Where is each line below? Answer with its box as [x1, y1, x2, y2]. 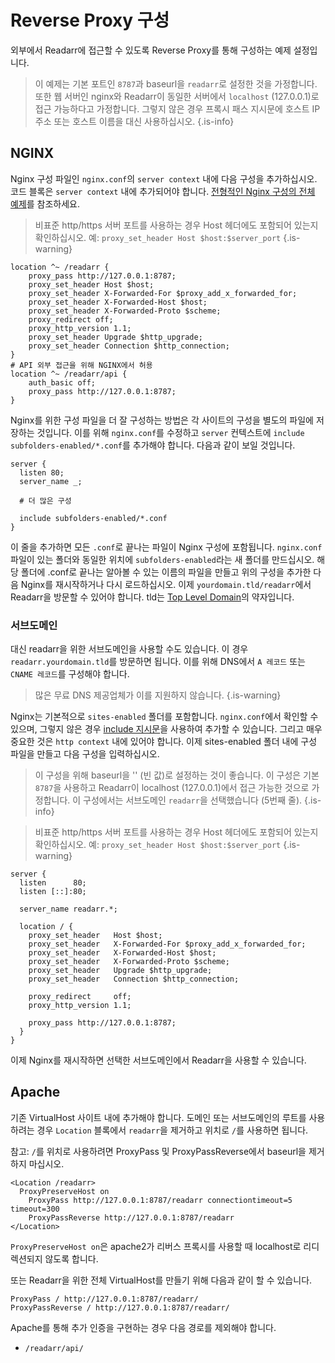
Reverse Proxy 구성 [10, 9, 170, 32]
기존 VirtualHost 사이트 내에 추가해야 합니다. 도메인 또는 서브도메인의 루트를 [10, 1111, 307, 1123]
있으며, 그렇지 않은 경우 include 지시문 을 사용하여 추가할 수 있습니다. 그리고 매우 [10, 723, 323, 735]
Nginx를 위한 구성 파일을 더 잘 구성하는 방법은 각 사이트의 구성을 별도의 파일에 [10, 414, 314, 426]
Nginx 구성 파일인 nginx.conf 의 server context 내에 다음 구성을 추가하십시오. [10, 172, 318, 185]
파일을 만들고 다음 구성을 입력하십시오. [10, 748, 160, 760]
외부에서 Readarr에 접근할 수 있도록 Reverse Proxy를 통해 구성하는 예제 [10, 44, 292, 56]
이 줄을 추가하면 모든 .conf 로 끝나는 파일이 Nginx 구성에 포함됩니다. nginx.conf [10, 541, 323, 553]
